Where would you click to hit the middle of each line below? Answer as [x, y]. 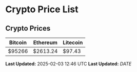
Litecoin [73, 43]
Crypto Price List [42, 9]
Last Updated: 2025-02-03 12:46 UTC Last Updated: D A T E [68, 64]
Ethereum [45, 43]
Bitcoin [18, 43]
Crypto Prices [28, 28]
